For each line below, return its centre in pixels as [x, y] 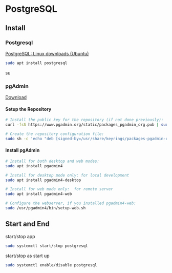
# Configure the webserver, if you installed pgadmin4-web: [71, 203]
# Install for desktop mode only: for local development [67, 175]
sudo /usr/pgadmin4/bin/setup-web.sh [46, 208]
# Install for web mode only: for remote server [59, 189]
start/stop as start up [27, 256]
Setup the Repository [28, 109]
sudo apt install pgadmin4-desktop [43, 180]
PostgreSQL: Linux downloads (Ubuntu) [47, 53]
